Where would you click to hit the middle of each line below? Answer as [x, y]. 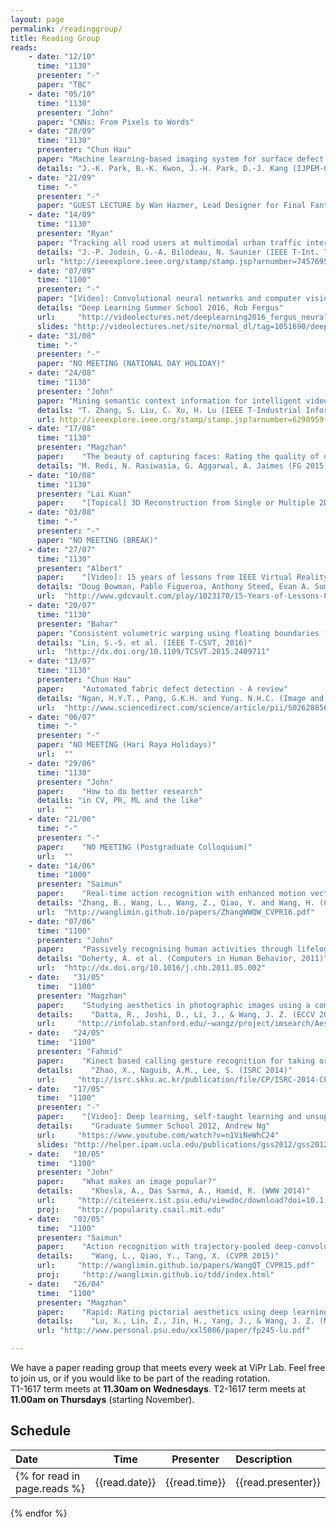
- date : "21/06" [62, 819]
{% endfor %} [39, 1513]
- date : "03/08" [62, 512]
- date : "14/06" [62, 866]
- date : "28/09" [62, 131]
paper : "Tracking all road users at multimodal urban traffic [169, 242]
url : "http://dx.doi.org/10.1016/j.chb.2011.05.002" [151, 968]
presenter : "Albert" [79, 568]
